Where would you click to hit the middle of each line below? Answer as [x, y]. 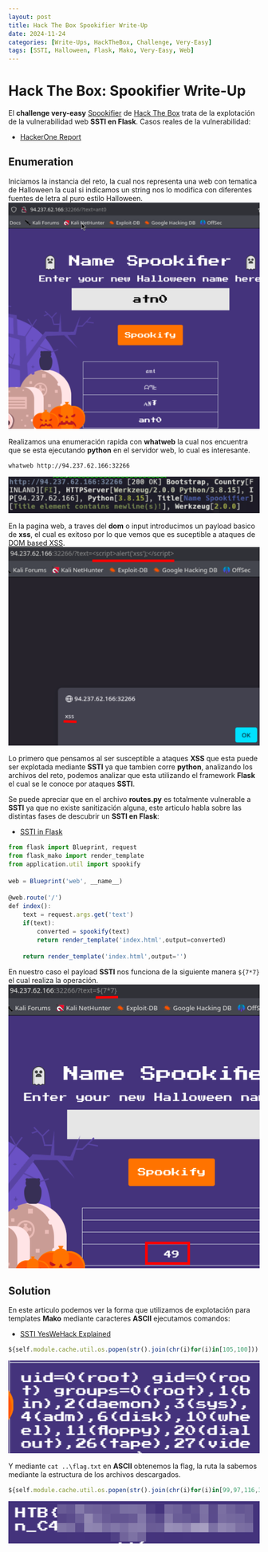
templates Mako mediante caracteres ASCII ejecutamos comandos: [119, 1319]
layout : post [30, 17]
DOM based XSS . [37, 543]
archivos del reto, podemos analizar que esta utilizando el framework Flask [132, 776]
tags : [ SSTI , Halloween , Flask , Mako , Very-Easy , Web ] [101, 51]
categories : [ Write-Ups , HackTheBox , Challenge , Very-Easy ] [110, 42]
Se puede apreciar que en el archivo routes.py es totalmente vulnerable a [130, 800]
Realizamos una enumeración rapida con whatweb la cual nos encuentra [128, 441]
